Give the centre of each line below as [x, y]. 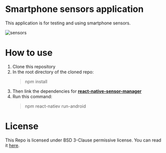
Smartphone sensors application [74, 9]
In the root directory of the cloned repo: [53, 72]
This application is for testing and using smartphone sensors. [68, 23]
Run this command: [32, 96]
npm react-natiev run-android [55, 106]
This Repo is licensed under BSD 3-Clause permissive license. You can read [83, 140]
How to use [29, 53]
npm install [36, 81]
